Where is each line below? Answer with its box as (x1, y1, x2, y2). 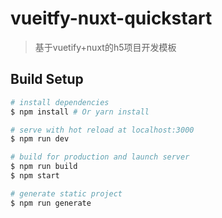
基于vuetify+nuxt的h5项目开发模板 (34, 41, 177, 53)
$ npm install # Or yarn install (10, 107, 150, 117)
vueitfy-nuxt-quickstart (10, 7, 213, 30)
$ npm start (10, 171, 60, 181)
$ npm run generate (10, 198, 92, 208)
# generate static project (10, 188, 123, 199)
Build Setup (10, 71, 84, 88)
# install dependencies (10, 97, 110, 107)
